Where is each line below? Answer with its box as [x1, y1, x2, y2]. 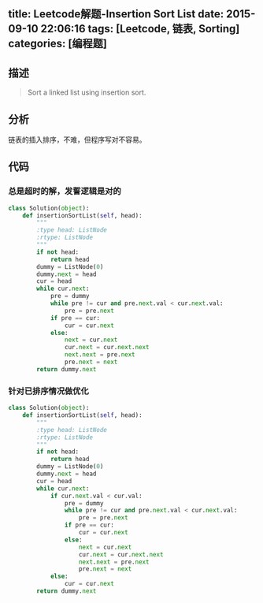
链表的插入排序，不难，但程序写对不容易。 [8, 135, 146, 144]
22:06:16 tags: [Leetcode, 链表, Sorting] [40, 22, 240, 35]
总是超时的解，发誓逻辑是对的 [8, 186, 122, 197]
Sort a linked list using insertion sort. [27, 87, 146, 97]
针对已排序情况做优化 [8, 385, 89, 396]
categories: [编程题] [8, 37, 108, 50]
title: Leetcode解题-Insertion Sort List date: [8, 7, 224, 21]
